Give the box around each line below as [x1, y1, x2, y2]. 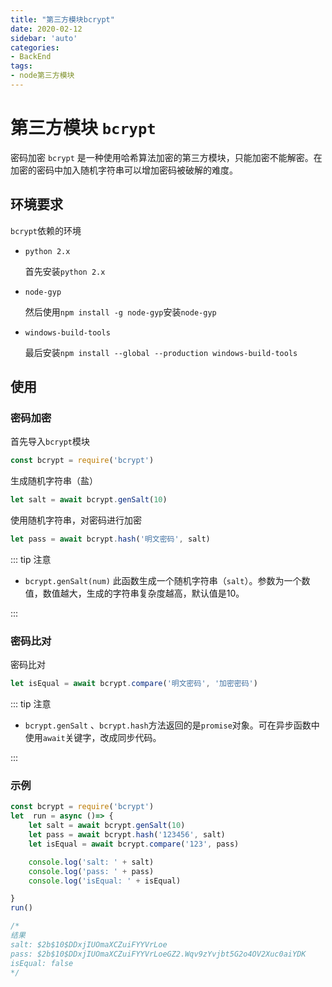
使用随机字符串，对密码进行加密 [10, 514, 142, 526]
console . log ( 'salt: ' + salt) [28, 857, 155, 867]
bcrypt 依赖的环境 [10, 224, 82, 236]
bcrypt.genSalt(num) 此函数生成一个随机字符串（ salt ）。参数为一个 [24, 574, 302, 586]
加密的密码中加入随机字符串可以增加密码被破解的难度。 [10, 164, 238, 176]
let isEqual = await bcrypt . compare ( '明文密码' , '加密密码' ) [10, 679, 258, 689]
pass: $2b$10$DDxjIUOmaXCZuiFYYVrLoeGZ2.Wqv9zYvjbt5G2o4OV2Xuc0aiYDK [10, 949, 307, 959]
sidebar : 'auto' [10, 33, 78, 43]
